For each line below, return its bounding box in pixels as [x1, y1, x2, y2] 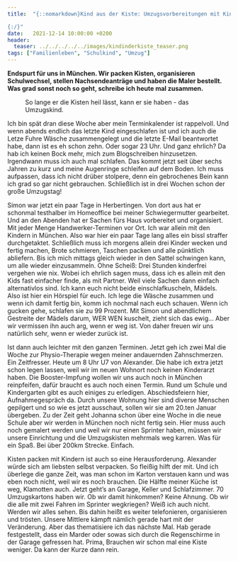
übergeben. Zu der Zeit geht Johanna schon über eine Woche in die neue [7, 411, 222, 419]
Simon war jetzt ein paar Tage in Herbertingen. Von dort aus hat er [7, 201, 202, 209]
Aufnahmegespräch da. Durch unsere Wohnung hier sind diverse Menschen [7, 396, 229, 404]
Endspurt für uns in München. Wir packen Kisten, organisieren [7, 69, 195, 77]
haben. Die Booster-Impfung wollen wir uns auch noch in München [7, 374, 203, 381]
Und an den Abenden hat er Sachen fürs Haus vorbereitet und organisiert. [7, 216, 223, 224]
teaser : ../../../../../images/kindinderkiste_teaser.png [13, 43, 189, 50]
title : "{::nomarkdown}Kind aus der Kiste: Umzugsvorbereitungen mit [7, 10, 220, 18]
